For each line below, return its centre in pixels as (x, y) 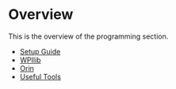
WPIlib (30, 60)
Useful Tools (40, 76)
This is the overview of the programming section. (88, 36)
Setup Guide (40, 51)
